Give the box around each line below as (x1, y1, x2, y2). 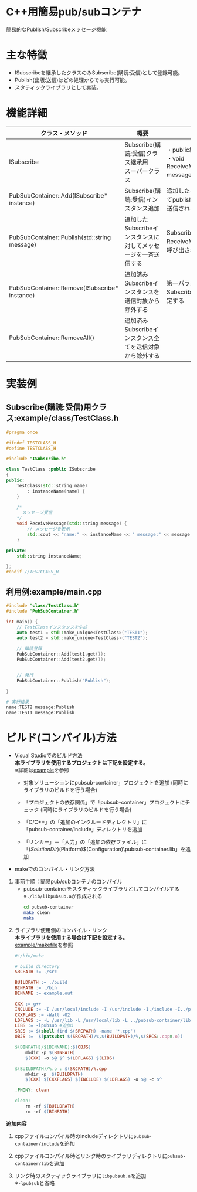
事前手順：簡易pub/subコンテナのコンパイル (14, 878, 123, 885)
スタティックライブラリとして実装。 (14, 83, 102, 91)
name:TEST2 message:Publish (6, 704, 75, 710)
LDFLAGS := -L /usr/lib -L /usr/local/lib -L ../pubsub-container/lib (14, 1017, 191, 1023)
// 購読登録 (16, 646, 42, 651)
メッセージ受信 (21, 510, 53, 516)
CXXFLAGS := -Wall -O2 (14, 1012, 70, 1018)
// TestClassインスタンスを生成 (16, 624, 88, 630)
